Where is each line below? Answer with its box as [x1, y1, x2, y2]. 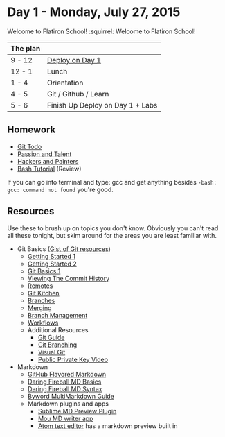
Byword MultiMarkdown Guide [27, 392, 114, 400]
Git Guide [37, 333, 65, 341]
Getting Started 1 [27, 252, 76, 260]
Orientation [47, 78, 84, 87]
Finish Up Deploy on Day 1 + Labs [47, 100, 158, 110]
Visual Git [37, 348, 66, 356]
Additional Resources [27, 325, 89, 334]
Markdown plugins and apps [27, 400, 109, 408]
